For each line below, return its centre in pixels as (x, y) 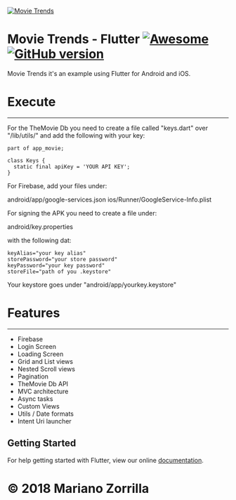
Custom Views (38, 406)
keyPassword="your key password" (56, 265)
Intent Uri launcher (44, 421)
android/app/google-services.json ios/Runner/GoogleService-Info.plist (110, 199)
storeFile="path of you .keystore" (59, 271)
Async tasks (35, 399)
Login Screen (37, 346)
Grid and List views (45, 361)
